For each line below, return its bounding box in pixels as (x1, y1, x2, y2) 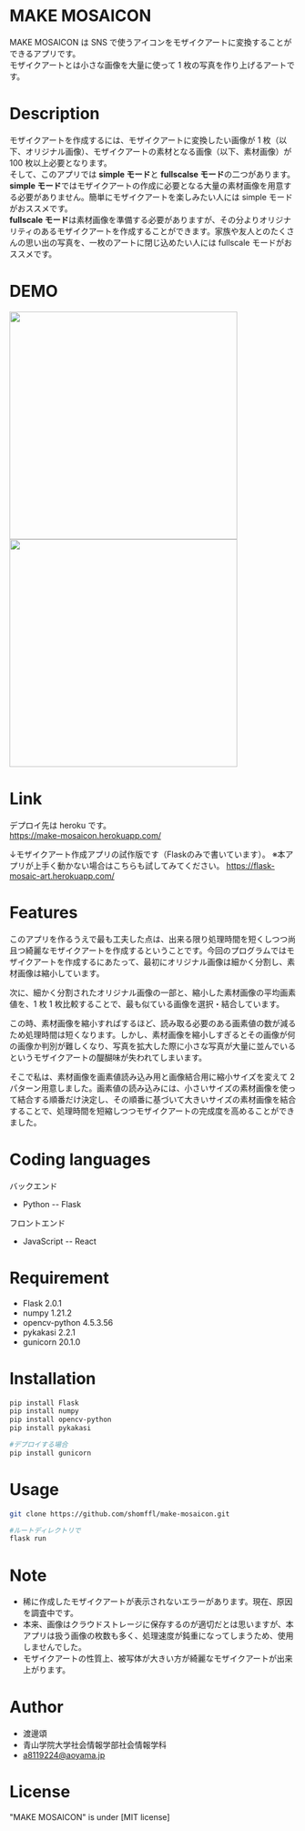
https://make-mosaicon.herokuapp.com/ (9, 829, 162, 840)
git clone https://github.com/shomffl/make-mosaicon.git (9, 1509, 230, 1519)
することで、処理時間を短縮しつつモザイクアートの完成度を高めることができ (9, 1105, 296, 1116)
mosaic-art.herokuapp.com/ (9, 870, 116, 881)
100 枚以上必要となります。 (9, 157, 112, 168)
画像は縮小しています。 (16, 967, 105, 979)
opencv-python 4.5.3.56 (22, 1317, 114, 1327)
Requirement (9, 1267, 109, 1288)
